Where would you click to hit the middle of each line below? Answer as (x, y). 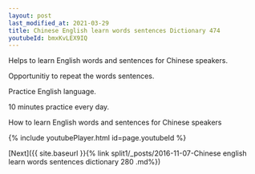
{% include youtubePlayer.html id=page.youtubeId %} (97, 138)
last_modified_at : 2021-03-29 (59, 23)
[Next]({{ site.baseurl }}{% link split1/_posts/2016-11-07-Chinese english (127, 153)
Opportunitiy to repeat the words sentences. (81, 76)
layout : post (30, 16)
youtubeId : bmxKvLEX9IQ (48, 38)
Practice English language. (52, 92)
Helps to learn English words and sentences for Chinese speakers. (118, 61)
